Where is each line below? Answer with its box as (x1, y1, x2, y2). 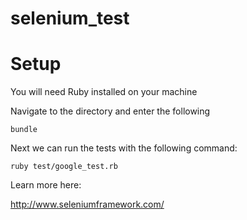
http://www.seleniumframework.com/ (10, 198, 165, 211)
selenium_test (10, 7, 130, 30)
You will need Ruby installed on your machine (10, 86, 198, 98)
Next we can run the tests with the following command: (10, 142, 238, 154)
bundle (10, 125, 38, 135)
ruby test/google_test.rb (10, 162, 118, 172)
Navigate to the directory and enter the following (10, 105, 211, 117)
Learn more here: (10, 179, 82, 191)
